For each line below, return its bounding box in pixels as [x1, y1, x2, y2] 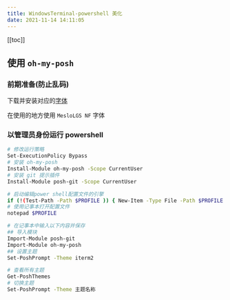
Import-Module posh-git [7, 235, 76, 242]
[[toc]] [7, 35, 25, 43]
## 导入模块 [7, 229, 38, 236]
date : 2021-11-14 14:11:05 [7, 17, 85, 23]
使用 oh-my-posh [7, 57, 74, 69]
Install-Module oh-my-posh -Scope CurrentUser [7, 166, 143, 172]
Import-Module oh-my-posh [7, 241, 81, 248]
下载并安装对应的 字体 [7, 97, 67, 105]
